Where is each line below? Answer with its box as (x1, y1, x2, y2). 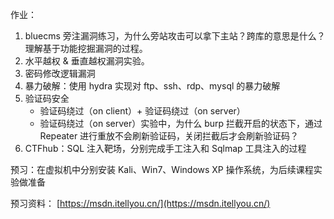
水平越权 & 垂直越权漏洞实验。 (24, 55, 150, 67)
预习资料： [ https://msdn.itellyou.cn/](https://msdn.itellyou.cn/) (10, 198, 271, 209)
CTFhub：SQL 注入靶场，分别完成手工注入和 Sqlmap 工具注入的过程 (24, 143, 307, 154)
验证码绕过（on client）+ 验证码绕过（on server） (39, 105, 246, 117)
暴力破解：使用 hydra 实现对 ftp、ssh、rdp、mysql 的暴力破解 (24, 80, 281, 92)
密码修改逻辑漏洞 (24, 68, 96, 79)
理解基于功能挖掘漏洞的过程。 (24, 43, 148, 54)
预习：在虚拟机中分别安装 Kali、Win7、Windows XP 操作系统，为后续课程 (10, 164, 314, 175)
